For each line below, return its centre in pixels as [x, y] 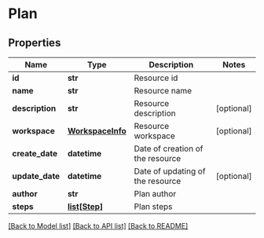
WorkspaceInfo [97, 131]
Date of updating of [170, 171]
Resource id [156, 78]
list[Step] [85, 207]
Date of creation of [169, 148]
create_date [35, 154]
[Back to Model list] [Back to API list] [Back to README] [98, 226]
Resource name [163, 91]
